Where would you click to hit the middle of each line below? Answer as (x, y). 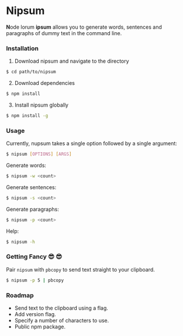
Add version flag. (35, 314)
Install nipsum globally (42, 105)
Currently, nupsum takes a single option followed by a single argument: (91, 143)
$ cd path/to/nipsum (31, 72)
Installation (23, 48)
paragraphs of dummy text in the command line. (64, 33)
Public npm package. (40, 327)
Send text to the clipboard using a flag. (61, 308)
